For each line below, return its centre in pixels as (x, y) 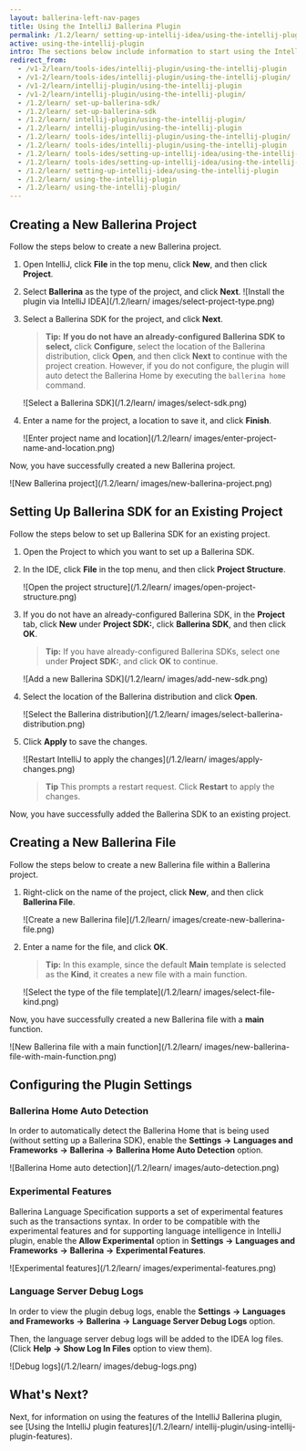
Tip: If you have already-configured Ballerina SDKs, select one (163, 651)
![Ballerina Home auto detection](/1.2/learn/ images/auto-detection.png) (144, 1168)
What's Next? (49, 1395)
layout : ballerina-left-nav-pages (75, 18)
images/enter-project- (235, 438)
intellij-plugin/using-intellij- (245, 1426)
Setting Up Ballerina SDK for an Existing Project (146, 512)
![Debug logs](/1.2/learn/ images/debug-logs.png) (103, 1366)
